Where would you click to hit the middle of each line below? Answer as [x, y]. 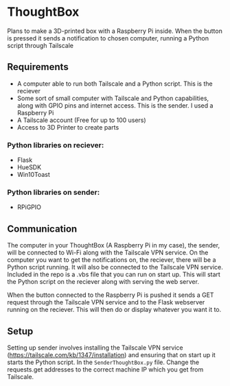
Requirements [38, 67]
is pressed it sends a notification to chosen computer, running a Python [108, 38]
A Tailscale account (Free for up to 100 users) [81, 120]
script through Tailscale [41, 45]
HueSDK [29, 167]
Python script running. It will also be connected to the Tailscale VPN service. [115, 267]
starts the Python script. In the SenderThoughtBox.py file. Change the [103, 362]
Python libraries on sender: [54, 192]
